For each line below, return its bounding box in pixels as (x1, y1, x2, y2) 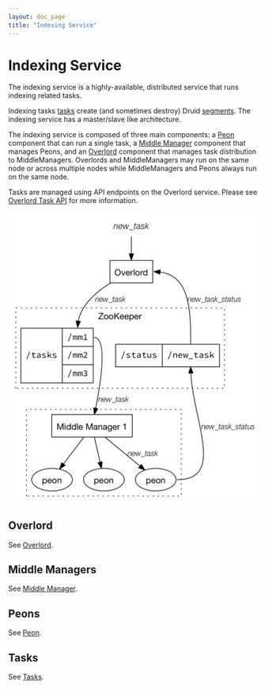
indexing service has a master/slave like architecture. (8, 115, 182, 124)
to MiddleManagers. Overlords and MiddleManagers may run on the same (8, 155, 249, 165)
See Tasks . (8, 672, 44, 681)
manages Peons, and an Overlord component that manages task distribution (8, 147, 257, 156)
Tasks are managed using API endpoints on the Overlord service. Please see (8, 187, 258, 197)
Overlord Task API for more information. (8, 196, 138, 205)
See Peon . (8, 628, 42, 637)
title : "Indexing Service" (8, 21, 97, 29)
